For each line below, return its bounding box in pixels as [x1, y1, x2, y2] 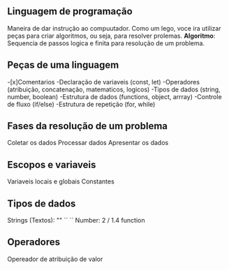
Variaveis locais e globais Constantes [7, 177, 115, 186]
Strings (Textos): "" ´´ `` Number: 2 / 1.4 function [7, 216, 145, 225]
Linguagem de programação [7, 6, 133, 17]
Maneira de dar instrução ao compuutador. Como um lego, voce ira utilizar [7, 24, 221, 32]
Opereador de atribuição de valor [7, 255, 103, 263]
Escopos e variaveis [7, 158, 96, 170]
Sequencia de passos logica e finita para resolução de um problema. [7, 38, 205, 47]
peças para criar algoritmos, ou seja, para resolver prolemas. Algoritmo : [7, 31, 216, 40]
